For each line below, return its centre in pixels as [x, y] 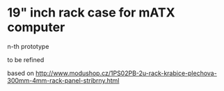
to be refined [26, 59]
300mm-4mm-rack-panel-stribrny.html [63, 80]
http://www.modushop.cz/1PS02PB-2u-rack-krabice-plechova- [126, 73]
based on [21, 73]
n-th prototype [28, 46]
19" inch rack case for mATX [91, 13]
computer [36, 27]
